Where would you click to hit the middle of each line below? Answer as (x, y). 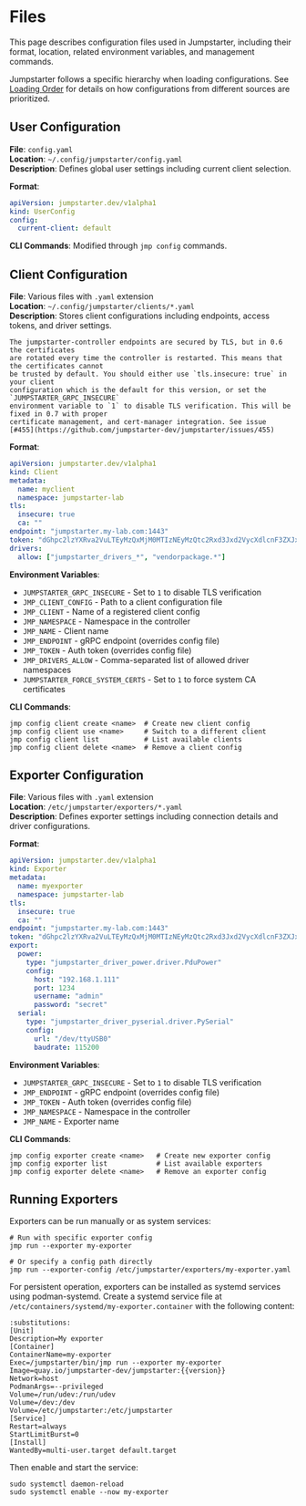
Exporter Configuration (76, 775)
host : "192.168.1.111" (76, 979)
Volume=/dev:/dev (42, 1403)
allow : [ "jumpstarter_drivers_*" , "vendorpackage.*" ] (122, 557)
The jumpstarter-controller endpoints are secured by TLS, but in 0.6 (146, 343)
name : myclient (46, 489)
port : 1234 (54, 988)
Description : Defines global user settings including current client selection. (150, 168)
